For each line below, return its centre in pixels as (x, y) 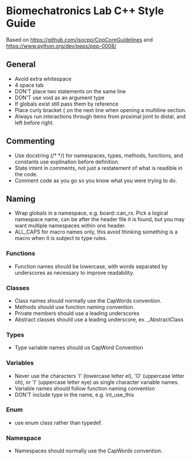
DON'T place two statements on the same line (70, 91)
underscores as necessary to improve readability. (74, 272)
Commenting (31, 141)
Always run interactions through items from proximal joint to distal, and (100, 116)
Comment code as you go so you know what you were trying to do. (96, 180)
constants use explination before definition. (67, 162)
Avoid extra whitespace (43, 78)
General (21, 65)
